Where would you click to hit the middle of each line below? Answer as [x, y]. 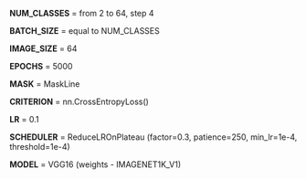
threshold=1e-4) [40, 147]
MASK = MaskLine [45, 84]
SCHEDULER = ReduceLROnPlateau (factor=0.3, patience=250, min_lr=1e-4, [153, 137]
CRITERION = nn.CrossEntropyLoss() [79, 101]
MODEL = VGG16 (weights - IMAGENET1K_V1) [95, 164]
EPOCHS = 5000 [41, 66]
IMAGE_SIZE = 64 [43, 48]
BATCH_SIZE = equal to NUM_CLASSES [84, 31]
